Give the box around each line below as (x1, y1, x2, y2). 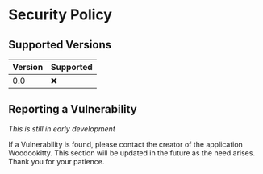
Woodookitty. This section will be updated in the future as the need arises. (8, 147, 256, 158)
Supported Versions (8, 38, 111, 52)
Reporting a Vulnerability (8, 102, 137, 116)
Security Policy (8, 6, 113, 24)
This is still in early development (8, 123, 115, 134)
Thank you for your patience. (8, 156, 105, 166)
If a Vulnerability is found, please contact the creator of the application (8, 139, 244, 149)
